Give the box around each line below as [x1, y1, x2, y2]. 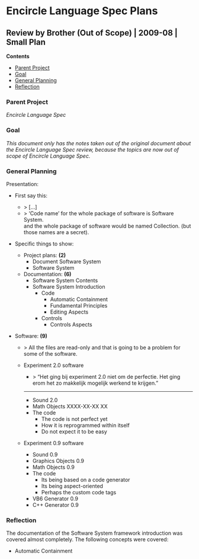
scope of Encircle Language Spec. [6, 152, 91, 159]
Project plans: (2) [23, 251, 66, 258]
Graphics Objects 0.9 [32, 457, 85, 464]
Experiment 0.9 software [23, 439, 84, 446]
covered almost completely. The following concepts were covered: [6, 536, 169, 543]
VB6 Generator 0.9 [32, 495, 79, 502]
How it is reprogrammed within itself [41, 421, 130, 429]
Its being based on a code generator [41, 476, 130, 483]
